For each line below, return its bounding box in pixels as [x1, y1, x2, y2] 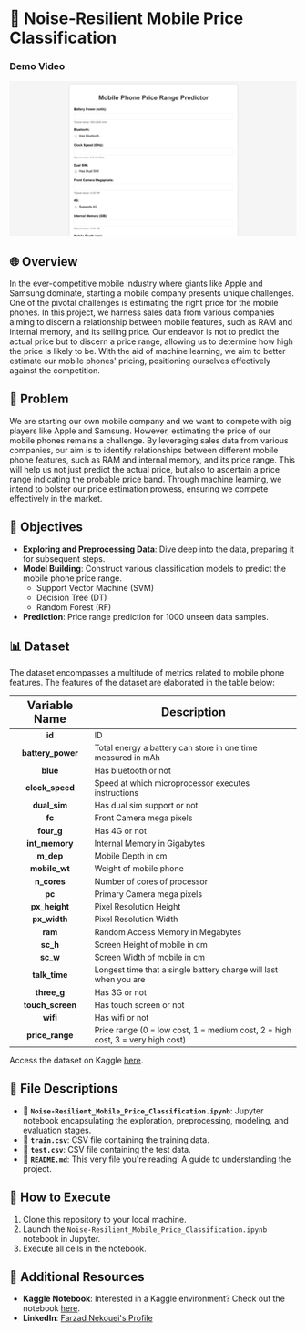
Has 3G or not [94, 987, 148, 998]
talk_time [32, 969, 68, 980]
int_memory [26, 838, 74, 849]
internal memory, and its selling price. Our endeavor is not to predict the [9, 326, 280, 337]
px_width [32, 914, 68, 925]
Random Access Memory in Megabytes [94, 926, 242, 937]
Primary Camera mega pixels [94, 888, 203, 900]
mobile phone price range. [22, 573, 123, 584]
